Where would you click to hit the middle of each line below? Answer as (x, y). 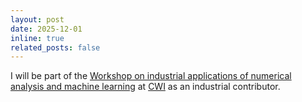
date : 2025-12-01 (46, 29)
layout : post (37, 19)
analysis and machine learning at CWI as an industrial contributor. (145, 87)
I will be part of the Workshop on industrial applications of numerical (151, 76)
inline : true (37, 38)
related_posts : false (55, 47)
